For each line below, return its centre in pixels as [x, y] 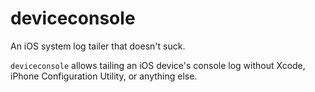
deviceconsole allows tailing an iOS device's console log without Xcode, [158, 65]
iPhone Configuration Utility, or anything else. [104, 76]
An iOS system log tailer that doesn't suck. [98, 46]
